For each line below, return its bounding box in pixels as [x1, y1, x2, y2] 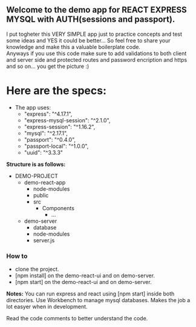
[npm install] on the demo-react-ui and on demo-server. [15, 272, 155, 279]
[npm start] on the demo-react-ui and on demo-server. [15, 279, 152, 286]
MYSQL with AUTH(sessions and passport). [6, 15, 175, 25]
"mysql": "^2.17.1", [24, 130, 68, 137]
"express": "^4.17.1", [24, 110, 73, 117]
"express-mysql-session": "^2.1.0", [24, 116, 111, 124]
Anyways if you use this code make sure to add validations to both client [6, 50, 187, 57]
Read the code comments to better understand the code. [6, 315, 148, 322]
